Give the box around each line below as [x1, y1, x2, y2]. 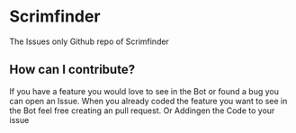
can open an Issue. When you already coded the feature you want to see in [9, 95, 288, 106]
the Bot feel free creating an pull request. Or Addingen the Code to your [9, 105, 275, 116]
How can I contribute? [9, 62, 136, 77]
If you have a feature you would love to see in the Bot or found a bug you [9, 85, 279, 96]
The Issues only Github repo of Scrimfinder [9, 36, 169, 47]
